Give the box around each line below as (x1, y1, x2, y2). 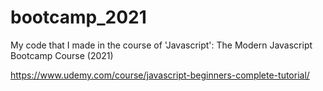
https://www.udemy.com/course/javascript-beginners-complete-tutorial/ (10, 69, 310, 81)
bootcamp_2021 (10, 6, 147, 29)
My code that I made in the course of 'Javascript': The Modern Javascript (10, 39, 313, 51)
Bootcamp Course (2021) (10, 49, 114, 61)
